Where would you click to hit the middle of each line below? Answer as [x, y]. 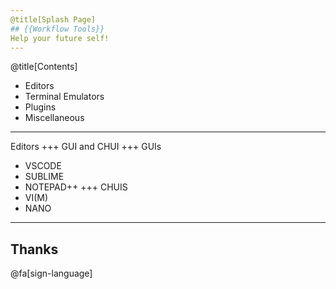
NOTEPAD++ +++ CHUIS [76, 187]
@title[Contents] [44, 67]
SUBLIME [44, 177]
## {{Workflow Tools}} [57, 29]
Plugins [40, 107]
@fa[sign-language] [51, 273]
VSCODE [43, 166]
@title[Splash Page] [53, 19]
